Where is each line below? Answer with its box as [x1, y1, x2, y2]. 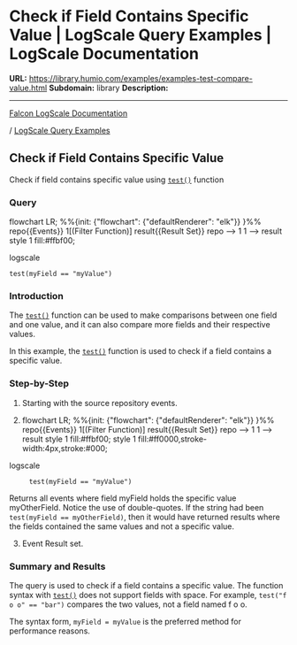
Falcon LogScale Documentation [9, 108, 128, 119]
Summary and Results [9, 560, 106, 572]
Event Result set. [21, 538, 84, 549]
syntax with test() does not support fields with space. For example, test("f [9, 589, 287, 600]
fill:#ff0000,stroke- [138, 434, 208, 444]
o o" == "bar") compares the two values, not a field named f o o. [9, 599, 247, 610]
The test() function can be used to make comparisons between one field [9, 310, 278, 320]
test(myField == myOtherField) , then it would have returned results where [9, 511, 280, 522]
